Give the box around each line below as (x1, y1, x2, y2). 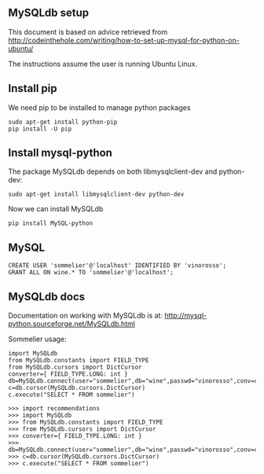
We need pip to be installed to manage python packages (8, 102, 191, 112)
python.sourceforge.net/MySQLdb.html (8, 319, 136, 329)
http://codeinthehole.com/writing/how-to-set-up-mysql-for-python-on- (8, 35, 240, 45)
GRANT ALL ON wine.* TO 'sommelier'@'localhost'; (8, 269, 174, 277)
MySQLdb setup (8, 6, 90, 20)
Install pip (8, 82, 57, 95)
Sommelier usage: (8, 334, 67, 344)
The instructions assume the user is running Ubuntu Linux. (8, 59, 198, 68)
